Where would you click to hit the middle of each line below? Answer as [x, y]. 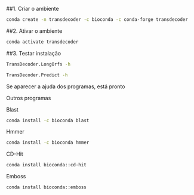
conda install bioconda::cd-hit [46, 165]
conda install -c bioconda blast [48, 120]
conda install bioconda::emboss [46, 187]
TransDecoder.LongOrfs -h [38, 64]
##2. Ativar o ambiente [34, 31]
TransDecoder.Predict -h [37, 75]
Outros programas [29, 98]
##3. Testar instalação [34, 53]
